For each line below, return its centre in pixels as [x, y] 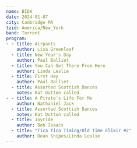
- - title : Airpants [31, 44]
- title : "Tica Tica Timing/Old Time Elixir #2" [71, 131]
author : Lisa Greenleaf [45, 50]
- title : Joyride [32, 120]
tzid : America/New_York [35, 28]
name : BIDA [19, 11]
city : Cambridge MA [30, 22]
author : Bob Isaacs [40, 125]
